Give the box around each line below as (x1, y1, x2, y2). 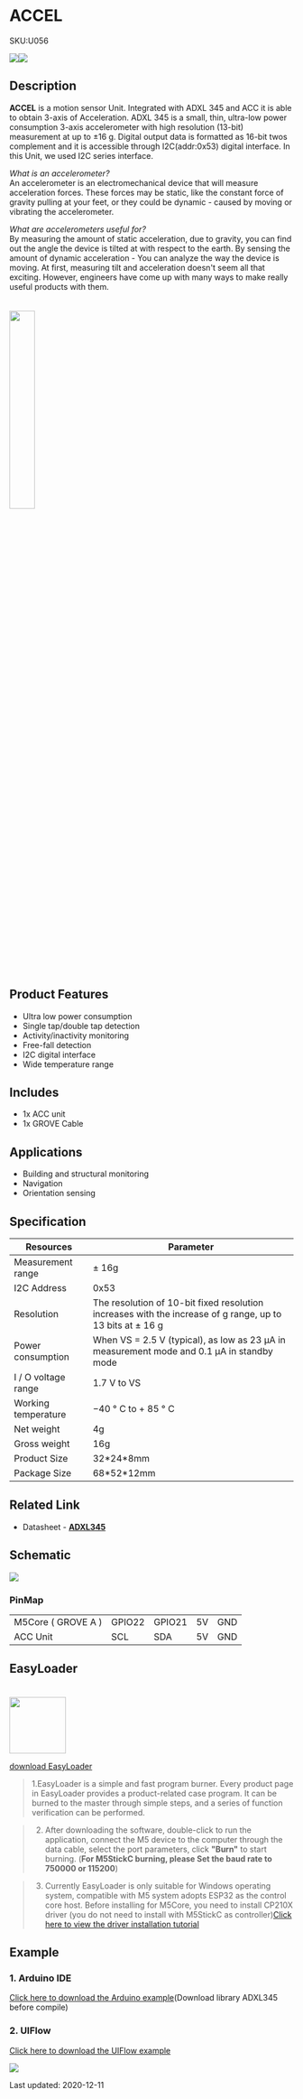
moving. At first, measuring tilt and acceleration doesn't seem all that (9, 262, 266, 273)
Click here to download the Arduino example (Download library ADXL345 (9, 1992, 278, 2003)
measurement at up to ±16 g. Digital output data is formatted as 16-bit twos (9, 131, 288, 142)
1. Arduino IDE (9, 1972, 72, 1984)
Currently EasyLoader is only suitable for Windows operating (44, 1880, 271, 1891)
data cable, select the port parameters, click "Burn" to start (44, 1844, 268, 1854)
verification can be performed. (31, 1806, 146, 1817)
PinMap (9, 1593, 44, 1606)
